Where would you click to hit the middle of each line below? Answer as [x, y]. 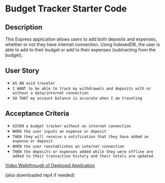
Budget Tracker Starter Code [66, 9]
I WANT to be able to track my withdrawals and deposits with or [82, 88]
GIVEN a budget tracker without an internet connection [72, 126]
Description [24, 27]
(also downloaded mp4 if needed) [40, 175]
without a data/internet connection [50, 93]
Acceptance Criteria [37, 114]
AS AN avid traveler [34, 83]
